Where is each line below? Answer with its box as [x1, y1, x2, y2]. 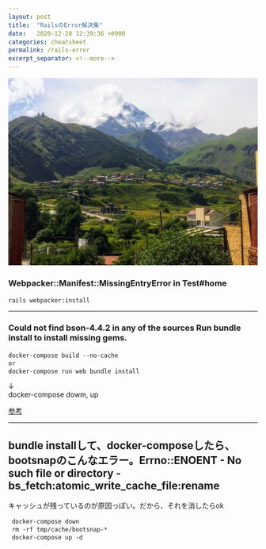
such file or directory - [8, 466, 121, 480]
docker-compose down [11, 518, 80, 526]
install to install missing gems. [8, 332, 128, 344]
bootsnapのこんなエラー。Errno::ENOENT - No [8, 453, 242, 467]
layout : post [8, 13, 51, 21]
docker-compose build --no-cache [8, 351, 119, 359]
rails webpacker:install [8, 297, 90, 305]
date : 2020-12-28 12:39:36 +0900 [8, 29, 126, 37]
